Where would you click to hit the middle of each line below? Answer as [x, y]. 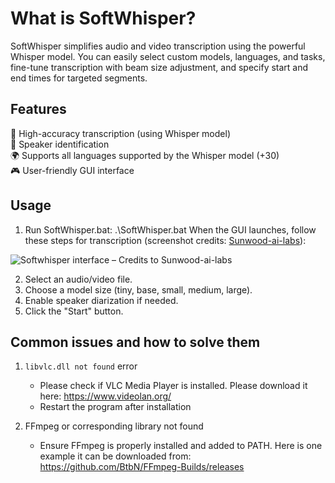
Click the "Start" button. [74, 311]
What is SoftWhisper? [103, 18]
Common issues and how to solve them [135, 342]
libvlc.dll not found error [81, 366]
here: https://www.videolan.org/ [105, 396]
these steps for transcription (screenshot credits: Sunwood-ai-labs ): [165, 240]
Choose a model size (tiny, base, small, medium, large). [138, 289]
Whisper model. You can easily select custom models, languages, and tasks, [168, 56]
